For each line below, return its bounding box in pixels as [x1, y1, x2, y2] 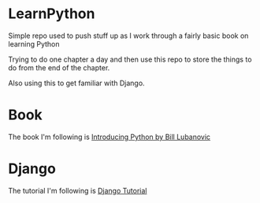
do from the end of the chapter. [8, 62, 110, 72]
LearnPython [8, 5, 95, 23]
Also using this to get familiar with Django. [8, 78, 145, 88]
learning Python [8, 39, 61, 48]
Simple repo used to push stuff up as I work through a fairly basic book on [8, 31, 249, 40]
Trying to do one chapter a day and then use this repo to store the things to [8, 55, 252, 64]
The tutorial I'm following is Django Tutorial [8, 186, 147, 195]
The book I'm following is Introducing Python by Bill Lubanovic [8, 132, 211, 141]
